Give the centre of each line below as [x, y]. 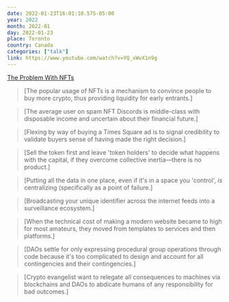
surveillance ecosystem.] [59, 208]
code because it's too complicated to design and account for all [113, 256]
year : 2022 [23, 20]
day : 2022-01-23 [30, 33]
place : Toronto [29, 39]
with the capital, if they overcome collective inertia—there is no [112, 160]
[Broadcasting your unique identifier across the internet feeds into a [119, 201]
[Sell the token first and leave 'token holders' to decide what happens [122, 152]
